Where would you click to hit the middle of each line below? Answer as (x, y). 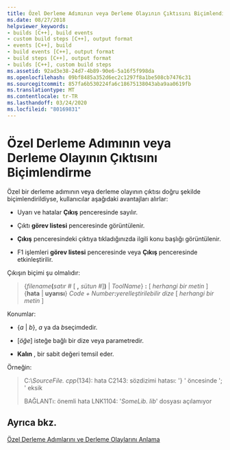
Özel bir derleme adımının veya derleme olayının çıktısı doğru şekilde (104, 191)
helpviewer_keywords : (38, 26)
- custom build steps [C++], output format (70, 39)
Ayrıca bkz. (32, 423)
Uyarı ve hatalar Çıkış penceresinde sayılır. (77, 212)
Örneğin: (20, 367)
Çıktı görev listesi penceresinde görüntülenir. (81, 225)
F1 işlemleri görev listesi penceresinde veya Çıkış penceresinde (107, 252)
